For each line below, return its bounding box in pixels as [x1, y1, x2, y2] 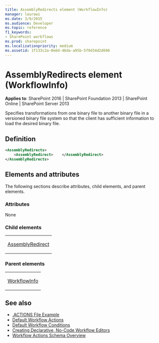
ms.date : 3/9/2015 [5, 16, 42, 21]
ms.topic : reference [5, 25, 47, 30]
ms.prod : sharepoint [5, 39, 47, 44]
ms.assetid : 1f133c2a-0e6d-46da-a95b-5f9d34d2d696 [5, 48, 110, 53]
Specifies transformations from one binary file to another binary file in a [5, 110, 149, 116]
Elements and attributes [5, 171, 79, 179]
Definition [5, 135, 36, 143]
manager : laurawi [5, 12, 40, 17]
